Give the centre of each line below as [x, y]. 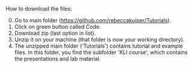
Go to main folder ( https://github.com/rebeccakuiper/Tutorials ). [93, 20]
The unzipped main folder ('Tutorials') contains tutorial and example [99, 46]
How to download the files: [39, 9]
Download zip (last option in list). [55, 33]
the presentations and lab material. [58, 59]
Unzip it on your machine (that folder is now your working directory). [99, 39]
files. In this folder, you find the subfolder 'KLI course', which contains [101, 52]
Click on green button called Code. [58, 27]
